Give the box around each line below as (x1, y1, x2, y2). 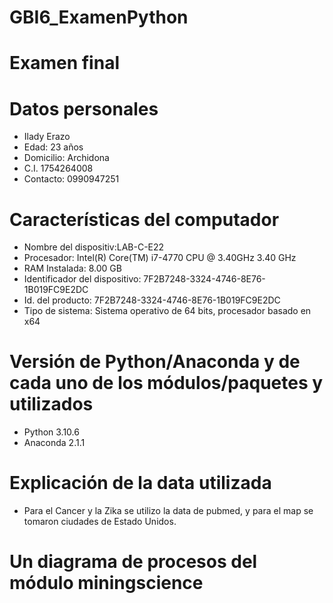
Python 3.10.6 (23, 426, 80, 438)
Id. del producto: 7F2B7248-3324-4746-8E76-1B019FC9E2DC (23, 294, 281, 306)
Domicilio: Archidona (23, 152, 110, 164)
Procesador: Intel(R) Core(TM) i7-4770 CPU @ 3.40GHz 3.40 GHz (23, 252, 297, 264)
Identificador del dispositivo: (23, 273, 142, 285)
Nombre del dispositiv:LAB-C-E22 (23, 241, 165, 253)
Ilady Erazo (23, 131, 71, 143)
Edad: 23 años (23, 141, 84, 153)
